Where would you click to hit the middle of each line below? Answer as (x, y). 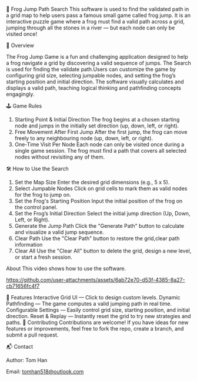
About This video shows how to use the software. (66, 268)
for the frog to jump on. (43, 195)
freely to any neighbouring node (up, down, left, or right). (84, 138)
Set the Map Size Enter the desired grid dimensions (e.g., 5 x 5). (92, 182)
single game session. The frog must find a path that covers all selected (101, 151)
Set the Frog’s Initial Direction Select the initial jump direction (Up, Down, (102, 213)
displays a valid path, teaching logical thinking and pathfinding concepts (94, 88)
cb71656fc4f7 (23, 286)
